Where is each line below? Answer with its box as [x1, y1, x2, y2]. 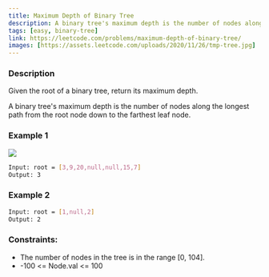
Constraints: [8, 234, 58, 245]
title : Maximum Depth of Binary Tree [8, 11, 134, 20]
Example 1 [8, 130, 49, 141]
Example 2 [8, 190, 50, 201]
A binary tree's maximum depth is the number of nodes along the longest [8, 102, 250, 111]
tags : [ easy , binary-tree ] [8, 26, 98, 34]
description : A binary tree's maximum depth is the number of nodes [8, 19, 242, 27]
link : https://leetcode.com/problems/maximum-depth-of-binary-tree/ [8, 34, 242, 42]
